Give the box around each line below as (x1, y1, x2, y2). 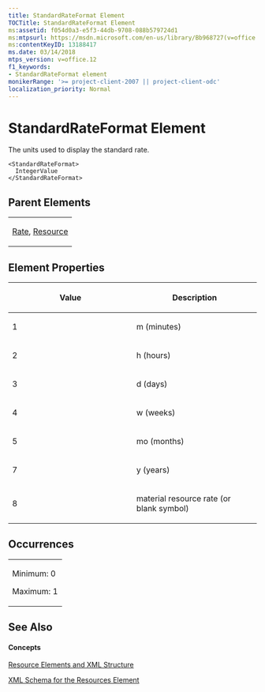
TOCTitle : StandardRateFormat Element (8, 19, 136, 27)
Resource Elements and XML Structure (8, 660, 134, 670)
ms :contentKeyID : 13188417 (8, 41, 97, 49)
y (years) (136, 464, 170, 475)
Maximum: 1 (12, 585, 58, 596)
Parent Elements (8, 195, 91, 209)
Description (172, 291, 218, 303)
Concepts (8, 642, 41, 652)
